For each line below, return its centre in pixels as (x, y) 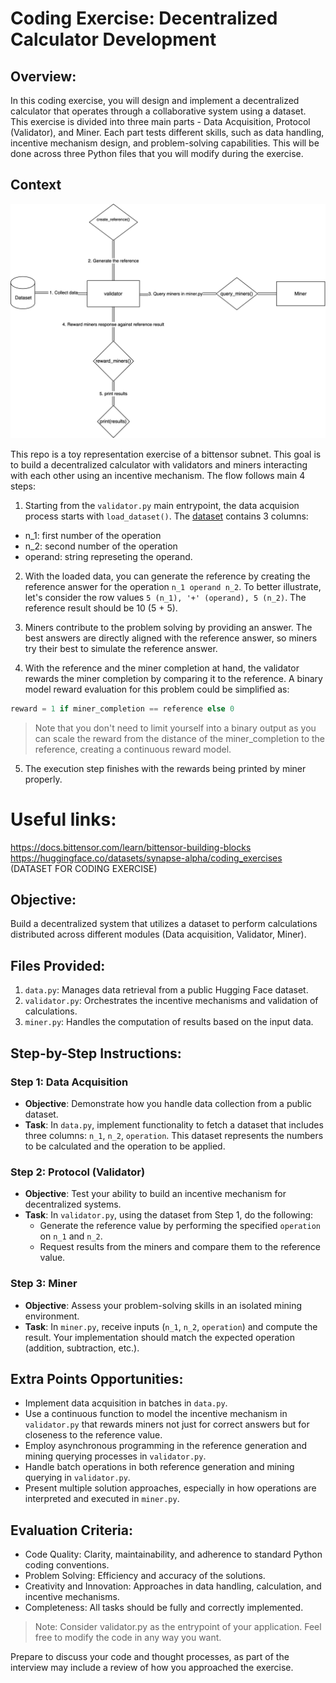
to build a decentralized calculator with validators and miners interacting (159, 464)
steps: (23, 486)
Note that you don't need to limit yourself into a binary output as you (175, 728)
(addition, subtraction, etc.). (82, 1348)
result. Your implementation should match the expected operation (159, 1337)
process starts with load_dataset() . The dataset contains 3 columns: (166, 516)
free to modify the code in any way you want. (128, 1638)
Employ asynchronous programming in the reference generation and (166, 1446)
